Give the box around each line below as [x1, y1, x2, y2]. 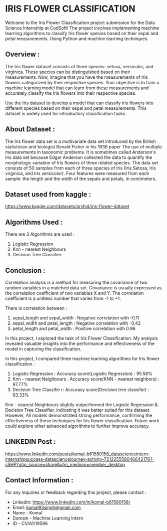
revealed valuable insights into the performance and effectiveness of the [5, 340, 155, 346]
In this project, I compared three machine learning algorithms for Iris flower [5, 356, 160, 362]
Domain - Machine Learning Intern [12, 515, 83, 521]
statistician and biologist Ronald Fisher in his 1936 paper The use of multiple [5, 143, 162, 149]
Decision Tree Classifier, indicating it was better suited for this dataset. [5, 407, 151, 413]
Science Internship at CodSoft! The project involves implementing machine [5, 25, 159, 31]
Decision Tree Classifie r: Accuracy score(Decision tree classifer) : [12, 387, 149, 393]
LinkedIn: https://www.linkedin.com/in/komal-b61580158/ [12, 499, 130, 505]
